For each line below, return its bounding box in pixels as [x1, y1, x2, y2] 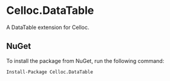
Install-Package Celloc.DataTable [6, 69, 94, 75]
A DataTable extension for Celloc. [6, 24, 90, 31]
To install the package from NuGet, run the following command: [6, 57, 165, 64]
